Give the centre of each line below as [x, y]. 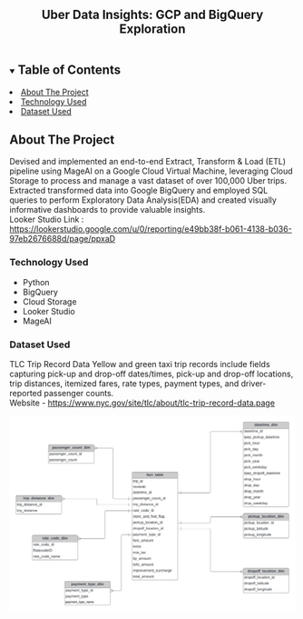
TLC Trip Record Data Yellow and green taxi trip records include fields [140, 364]
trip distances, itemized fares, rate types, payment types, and [124, 384]
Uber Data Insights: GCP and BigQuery [152, 15]
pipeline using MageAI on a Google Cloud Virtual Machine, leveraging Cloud [151, 171]
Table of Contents [69, 70]
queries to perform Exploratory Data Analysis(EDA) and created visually [143, 200]
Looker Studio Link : [47, 220]
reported [26, 394]
